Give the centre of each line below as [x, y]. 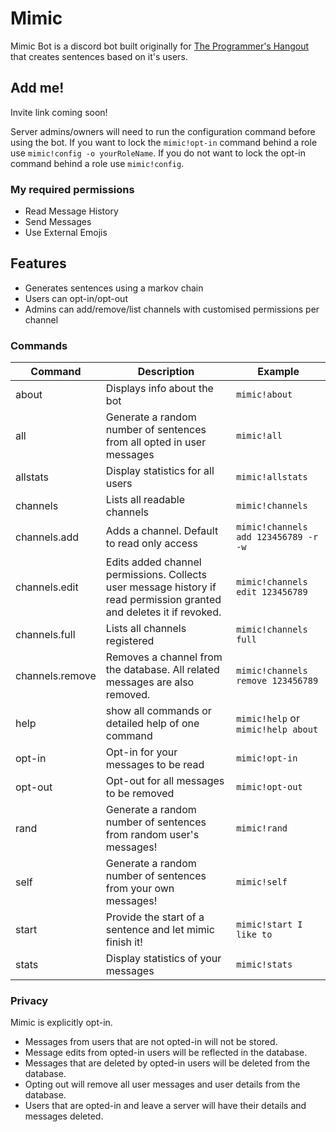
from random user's [152, 835]
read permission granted [163, 600]
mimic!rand [262, 828]
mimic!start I [269, 925]
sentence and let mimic [160, 930]
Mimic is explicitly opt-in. [61, 1023]
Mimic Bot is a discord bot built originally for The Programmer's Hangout [160, 46]
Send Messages [58, 222]
